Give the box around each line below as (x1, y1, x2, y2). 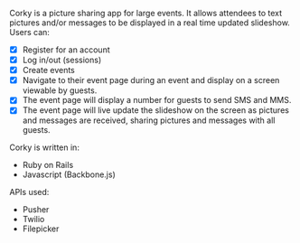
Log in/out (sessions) (22, 54, 102, 66)
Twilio (22, 214, 45, 225)
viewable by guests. (22, 85, 98, 96)
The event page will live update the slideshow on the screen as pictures (22, 105, 289, 116)
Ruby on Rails (22, 160, 74, 171)
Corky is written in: (9, 142, 80, 153)
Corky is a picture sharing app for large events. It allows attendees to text (9, 8, 283, 18)
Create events (22, 65, 75, 76)
